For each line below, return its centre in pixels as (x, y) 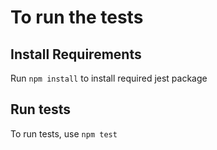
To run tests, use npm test (64, 133)
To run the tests (77, 17)
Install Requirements (76, 54)
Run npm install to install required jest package (109, 78)
